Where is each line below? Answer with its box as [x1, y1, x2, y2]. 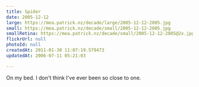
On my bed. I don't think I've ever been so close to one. [6, 74, 142, 81]
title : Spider [6, 8, 41, 15]
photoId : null [6, 42, 41, 48]
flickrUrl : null [6, 36, 46, 42]
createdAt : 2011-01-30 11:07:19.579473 [6, 47, 105, 53]
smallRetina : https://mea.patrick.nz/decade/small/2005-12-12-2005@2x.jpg [6, 31, 195, 37]
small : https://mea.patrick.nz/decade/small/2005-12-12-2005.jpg [6, 25, 171, 31]
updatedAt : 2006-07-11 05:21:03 [6, 53, 86, 59]
